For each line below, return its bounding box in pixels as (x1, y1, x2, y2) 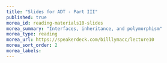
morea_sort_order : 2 (6, 43, 58, 49)
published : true (6, 14, 47, 20)
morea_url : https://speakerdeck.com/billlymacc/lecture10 (6, 37, 154, 43)
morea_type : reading (6, 31, 58, 37)
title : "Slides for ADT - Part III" (6, 8, 98, 15)
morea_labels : (6, 48, 42, 54)
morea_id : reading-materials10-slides (6, 20, 103, 26)
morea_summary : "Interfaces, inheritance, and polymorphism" (6, 25, 163, 32)
